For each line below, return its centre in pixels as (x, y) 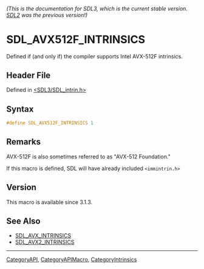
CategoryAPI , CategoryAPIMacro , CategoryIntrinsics (72, 260)
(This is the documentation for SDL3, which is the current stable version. (97, 9)
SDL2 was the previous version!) (47, 15)
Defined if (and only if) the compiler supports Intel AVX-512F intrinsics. (95, 56)
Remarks (24, 142)
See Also (23, 221)
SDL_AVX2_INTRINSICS (45, 242)
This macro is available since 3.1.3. (49, 202)
